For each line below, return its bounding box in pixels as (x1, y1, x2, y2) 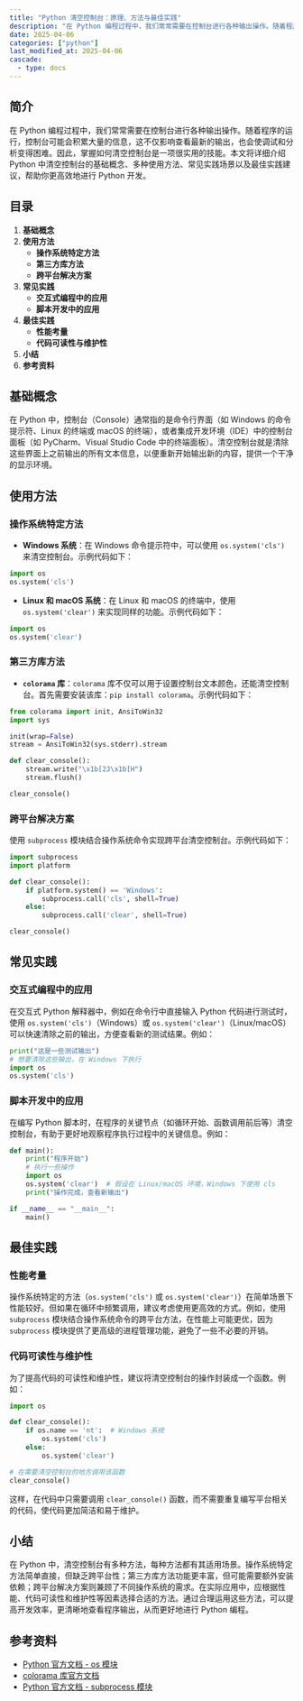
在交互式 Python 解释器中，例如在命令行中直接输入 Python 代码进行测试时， (9, 1006, 292, 1016)
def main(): (9, 1146, 54, 1155)
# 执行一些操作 (25, 1163, 75, 1172)
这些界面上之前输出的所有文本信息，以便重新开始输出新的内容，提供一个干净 (9, 448, 294, 459)
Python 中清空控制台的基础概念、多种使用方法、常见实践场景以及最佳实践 (9, 159, 283, 170)
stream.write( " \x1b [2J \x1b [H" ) (25, 765, 143, 774)
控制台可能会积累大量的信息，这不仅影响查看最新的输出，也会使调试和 (24, 136, 286, 147)
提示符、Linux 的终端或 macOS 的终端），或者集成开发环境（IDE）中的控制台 (9, 426, 293, 437)
